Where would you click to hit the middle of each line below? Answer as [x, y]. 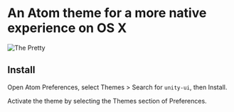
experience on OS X [67, 28]
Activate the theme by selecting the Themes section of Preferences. [107, 101]
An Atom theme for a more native [107, 13]
